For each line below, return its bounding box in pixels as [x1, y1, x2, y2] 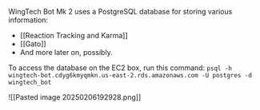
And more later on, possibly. [19, 48, 114, 57]
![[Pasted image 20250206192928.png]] [8, 92, 142, 102]
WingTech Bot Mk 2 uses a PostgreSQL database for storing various [8, 7, 233, 16]
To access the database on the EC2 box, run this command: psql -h [8, 63, 232, 73]
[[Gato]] [19, 39, 46, 49]
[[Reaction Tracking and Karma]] [19, 31, 128, 40]
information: [8, 15, 49, 25]
